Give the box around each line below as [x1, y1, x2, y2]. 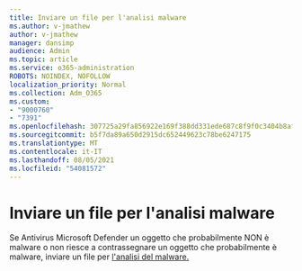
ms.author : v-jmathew [9, 22, 91, 31]
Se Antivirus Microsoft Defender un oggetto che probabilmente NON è [9, 232, 270, 243]
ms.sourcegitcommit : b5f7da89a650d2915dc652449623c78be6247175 [9, 131, 252, 140]
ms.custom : [9, 96, 50, 106]
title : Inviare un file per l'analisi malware [9, 13, 187, 23]
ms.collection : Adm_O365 [9, 88, 102, 97]
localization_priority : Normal [9, 80, 127, 89]
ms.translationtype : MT [9, 139, 99, 148]
